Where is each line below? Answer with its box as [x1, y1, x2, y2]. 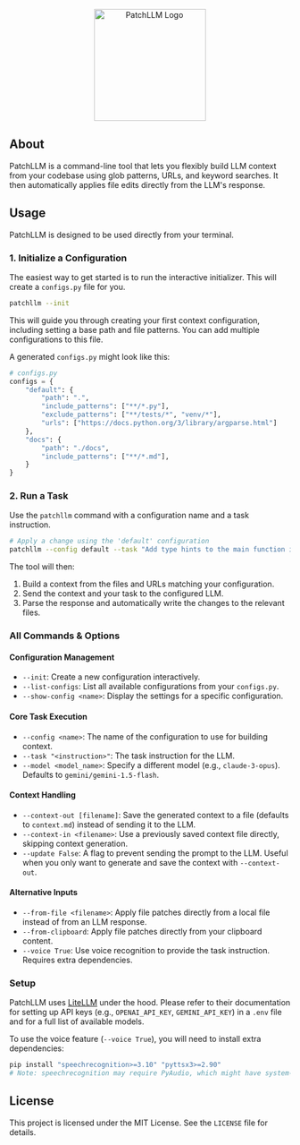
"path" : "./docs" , [41, 443, 110, 452]
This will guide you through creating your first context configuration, [9, 314, 261, 326]
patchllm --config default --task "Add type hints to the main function [9, 545, 286, 554]
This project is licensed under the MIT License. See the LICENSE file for [9, 1117, 268, 1128]
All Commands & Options [9, 629, 121, 642]
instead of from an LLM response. [21, 916, 147, 927]
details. [9, 1126, 37, 1137]
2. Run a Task [9, 490, 69, 502]
